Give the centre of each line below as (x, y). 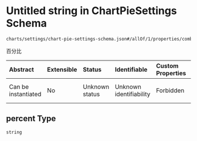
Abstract (21, 69)
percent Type (31, 119)
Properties (171, 73)
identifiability (133, 94)
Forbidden (170, 90)
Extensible (62, 69)
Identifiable (131, 69)
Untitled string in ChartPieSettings (91, 11)
